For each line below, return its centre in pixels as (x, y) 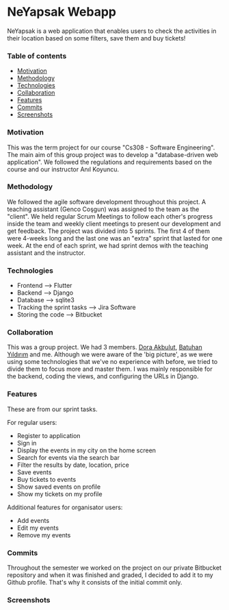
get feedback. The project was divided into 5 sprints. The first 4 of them (109, 231)
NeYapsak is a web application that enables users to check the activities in (112, 31)
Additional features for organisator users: (65, 507)
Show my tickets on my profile (59, 493)
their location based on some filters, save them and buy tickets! (96, 38)
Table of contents (37, 56)
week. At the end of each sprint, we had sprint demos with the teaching (108, 245)
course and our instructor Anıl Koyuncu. (63, 169)
